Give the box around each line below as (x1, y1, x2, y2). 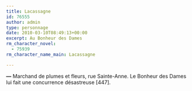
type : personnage (6, 24, 49, 31)
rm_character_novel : (6, 41, 57, 47)
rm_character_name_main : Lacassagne (6, 52, 95, 57)
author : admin (6, 19, 41, 25)
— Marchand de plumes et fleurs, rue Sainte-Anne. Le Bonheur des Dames (6, 72, 187, 79)
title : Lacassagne (6, 8, 51, 14)
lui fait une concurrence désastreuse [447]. (6, 79, 111, 86)
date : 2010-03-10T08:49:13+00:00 (6, 30, 88, 36)
